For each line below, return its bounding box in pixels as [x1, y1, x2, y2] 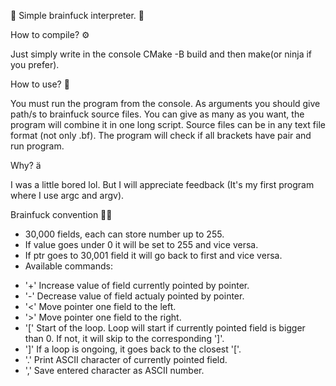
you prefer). [10, 59, 60, 70]
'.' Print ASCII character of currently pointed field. [24, 354, 228, 365]
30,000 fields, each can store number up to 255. [24, 228, 225, 240]
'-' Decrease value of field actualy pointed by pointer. [24, 290, 245, 302]
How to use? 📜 [10, 78, 70, 90]
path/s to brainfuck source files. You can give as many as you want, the [10, 108, 305, 120]
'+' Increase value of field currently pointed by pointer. [24, 280, 250, 291]
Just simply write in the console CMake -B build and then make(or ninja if [10, 48, 313, 60]
